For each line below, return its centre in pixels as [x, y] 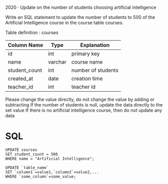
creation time [87, 78]
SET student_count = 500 [32, 154]
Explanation [95, 45]
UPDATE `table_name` [27, 168]
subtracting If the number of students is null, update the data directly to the [84, 105]
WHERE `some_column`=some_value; [41, 176]
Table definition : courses [32, 32]
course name [87, 62]
